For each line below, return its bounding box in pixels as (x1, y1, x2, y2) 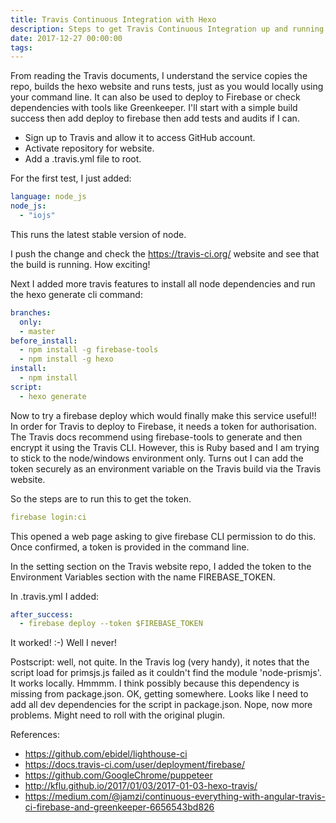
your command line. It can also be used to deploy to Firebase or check (10, 91, 301, 103)
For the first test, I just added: (10, 172, 132, 185)
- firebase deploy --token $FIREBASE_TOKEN (19, 619, 203, 629)
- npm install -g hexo (19, 354, 114, 365)
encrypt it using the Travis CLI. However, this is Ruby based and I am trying (10, 441, 320, 453)
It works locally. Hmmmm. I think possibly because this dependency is (10, 677, 300, 690)
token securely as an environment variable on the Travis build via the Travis (10, 462, 322, 475)
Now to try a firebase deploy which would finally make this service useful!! (10, 409, 317, 421)
